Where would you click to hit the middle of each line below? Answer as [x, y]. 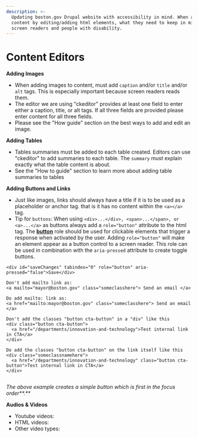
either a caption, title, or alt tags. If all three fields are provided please [99, 111]
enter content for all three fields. [54, 116]
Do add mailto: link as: [37, 299]
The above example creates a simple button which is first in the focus [91, 387]
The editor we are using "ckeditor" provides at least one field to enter [99, 104]
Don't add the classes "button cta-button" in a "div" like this [88, 319]
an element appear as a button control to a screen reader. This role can [101, 244]
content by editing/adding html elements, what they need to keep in [98, 22]
